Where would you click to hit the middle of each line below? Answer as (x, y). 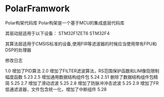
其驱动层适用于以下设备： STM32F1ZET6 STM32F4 (57, 33)
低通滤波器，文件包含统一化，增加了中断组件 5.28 (56, 89)
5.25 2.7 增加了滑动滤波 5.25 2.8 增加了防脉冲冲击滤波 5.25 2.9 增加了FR (85, 83)
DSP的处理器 (18, 50)
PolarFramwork (38, 9)
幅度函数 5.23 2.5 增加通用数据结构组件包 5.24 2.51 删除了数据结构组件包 (80, 77)
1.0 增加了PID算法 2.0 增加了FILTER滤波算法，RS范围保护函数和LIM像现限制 (82, 71)
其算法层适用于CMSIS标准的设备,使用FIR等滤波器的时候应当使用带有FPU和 (81, 44)
